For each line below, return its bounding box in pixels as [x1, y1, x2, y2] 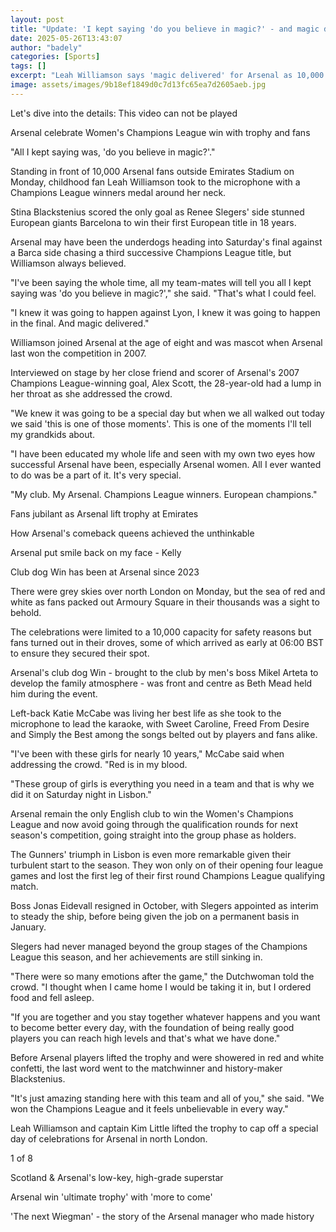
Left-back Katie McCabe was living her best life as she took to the [10, 707, 282, 719]
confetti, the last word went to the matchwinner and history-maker [10, 1062, 283, 1074]
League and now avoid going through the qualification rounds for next [10, 818, 299, 830]
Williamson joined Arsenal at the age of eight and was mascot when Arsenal [10, 336, 323, 348]
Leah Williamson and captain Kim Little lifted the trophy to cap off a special [10, 1122, 319, 1134]
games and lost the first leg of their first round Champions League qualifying [10, 869, 326, 881]
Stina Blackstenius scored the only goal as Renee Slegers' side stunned [10, 206, 305, 218]
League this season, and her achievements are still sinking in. [10, 951, 263, 963]
